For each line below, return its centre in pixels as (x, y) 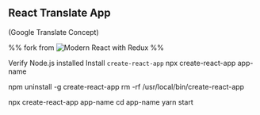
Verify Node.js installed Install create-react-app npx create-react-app (122, 63)
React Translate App (59, 13)
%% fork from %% (86, 48)
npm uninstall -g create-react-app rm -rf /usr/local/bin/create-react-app (126, 86)
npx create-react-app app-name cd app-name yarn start (101, 102)
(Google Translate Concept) (54, 32)
